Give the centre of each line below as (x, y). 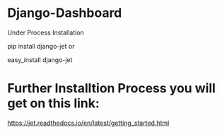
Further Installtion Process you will (111, 89)
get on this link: (54, 103)
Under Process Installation (46, 32)
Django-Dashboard (65, 13)
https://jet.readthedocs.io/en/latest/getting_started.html (88, 123)
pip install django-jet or (41, 46)
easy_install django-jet (40, 60)
